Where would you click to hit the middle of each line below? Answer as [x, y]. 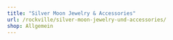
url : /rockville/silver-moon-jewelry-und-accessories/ [87, 20]
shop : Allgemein [30, 26]
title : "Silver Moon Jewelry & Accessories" [71, 13]
